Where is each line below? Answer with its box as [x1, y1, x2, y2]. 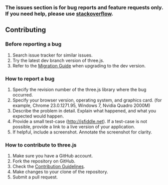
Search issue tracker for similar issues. [12, 52, 93, 58]
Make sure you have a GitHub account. [12, 153, 93, 159]
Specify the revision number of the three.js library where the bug [12, 86, 146, 92]
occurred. [12, 91, 33, 97]
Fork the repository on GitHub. [12, 158, 76, 164]
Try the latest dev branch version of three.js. [12, 57, 104, 63]
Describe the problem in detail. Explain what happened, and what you [12, 107, 156, 113]
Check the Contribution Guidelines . [12, 163, 85, 169]
